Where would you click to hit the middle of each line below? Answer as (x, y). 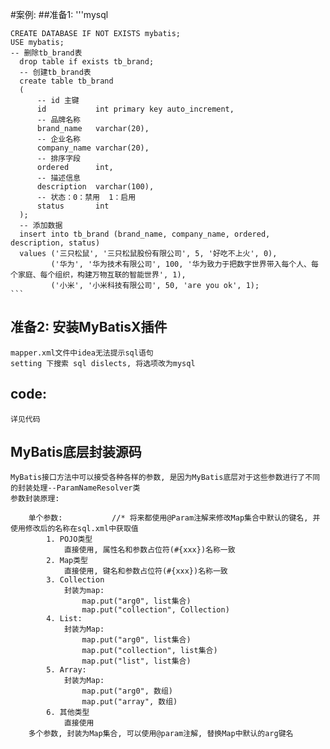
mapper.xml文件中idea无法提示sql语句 (82, 353)
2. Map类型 (67, 561)
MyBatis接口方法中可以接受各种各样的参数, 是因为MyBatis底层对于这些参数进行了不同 (165, 478)
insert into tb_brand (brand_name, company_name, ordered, (145, 234)
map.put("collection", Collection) (155, 610)
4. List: (64, 619)
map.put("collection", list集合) (149, 651)
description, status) (55, 243)
